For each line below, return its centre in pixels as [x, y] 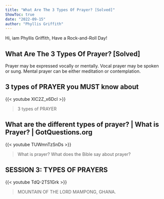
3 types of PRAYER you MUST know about [72, 87]
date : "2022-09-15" [25, 19]
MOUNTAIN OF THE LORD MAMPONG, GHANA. [67, 191]
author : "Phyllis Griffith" [34, 24]
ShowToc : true [20, 15]
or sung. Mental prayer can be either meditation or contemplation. [73, 71]
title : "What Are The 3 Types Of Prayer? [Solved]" [60, 10]
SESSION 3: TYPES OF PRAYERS [56, 170]
